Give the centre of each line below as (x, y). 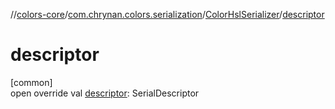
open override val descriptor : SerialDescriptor (105, 93)
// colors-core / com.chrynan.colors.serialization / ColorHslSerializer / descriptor (167, 14)
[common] (31, 82)
